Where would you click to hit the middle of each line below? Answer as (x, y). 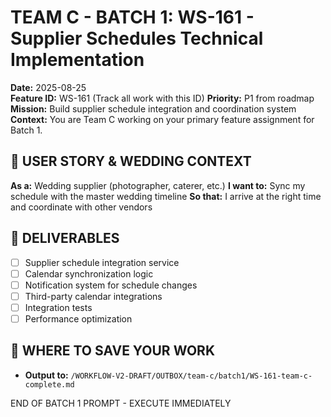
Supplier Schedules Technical (137, 38)
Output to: (46, 375)
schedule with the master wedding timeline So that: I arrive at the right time (166, 196)
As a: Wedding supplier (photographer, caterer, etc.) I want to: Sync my (158, 185)
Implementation (77, 60)
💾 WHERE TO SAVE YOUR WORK (112, 351)
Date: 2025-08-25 (48, 87)
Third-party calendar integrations (93, 296)
